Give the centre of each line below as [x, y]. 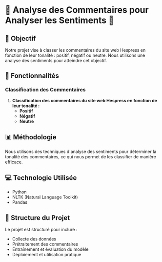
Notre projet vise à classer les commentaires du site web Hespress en [75, 50]
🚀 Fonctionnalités [32, 76]
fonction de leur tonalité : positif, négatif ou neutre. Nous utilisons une [75, 55]
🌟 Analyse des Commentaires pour [77, 10]
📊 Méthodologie [31, 137]
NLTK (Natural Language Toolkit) [45, 197]
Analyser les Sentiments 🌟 [60, 20]
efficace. [14, 162]
